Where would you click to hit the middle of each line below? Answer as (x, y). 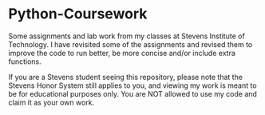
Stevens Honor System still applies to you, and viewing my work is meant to (132, 85)
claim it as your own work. (51, 102)
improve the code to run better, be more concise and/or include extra (122, 53)
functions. (25, 61)
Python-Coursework (78, 14)
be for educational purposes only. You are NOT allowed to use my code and (133, 93)
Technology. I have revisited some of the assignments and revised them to (131, 44)
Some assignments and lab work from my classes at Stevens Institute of (127, 36)
